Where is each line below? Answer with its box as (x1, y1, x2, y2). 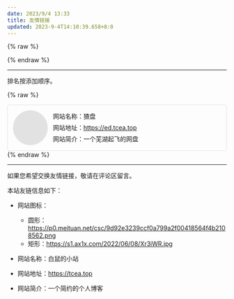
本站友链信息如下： (7, 187, 63, 195)
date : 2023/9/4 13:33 (7, 10, 70, 17)
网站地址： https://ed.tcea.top (53, 124, 137, 132)
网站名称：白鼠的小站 (17, 254, 79, 263)
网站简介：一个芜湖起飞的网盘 (53, 135, 139, 143)
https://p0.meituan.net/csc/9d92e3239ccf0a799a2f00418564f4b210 (27, 224, 226, 233)
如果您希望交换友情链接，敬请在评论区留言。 (7, 172, 136, 180)
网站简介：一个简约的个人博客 (17, 284, 103, 293)
